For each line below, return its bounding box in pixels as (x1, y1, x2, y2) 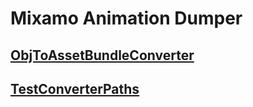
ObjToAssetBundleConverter (10, 47, 195, 64)
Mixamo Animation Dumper (10, 7, 243, 30)
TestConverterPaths (10, 80, 140, 97)
